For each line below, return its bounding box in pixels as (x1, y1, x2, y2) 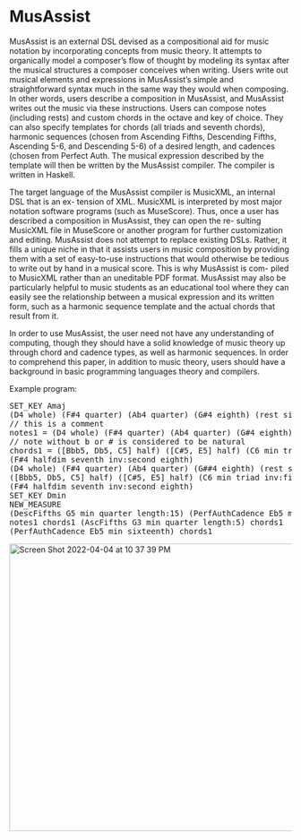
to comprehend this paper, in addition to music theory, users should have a (9, 356, 286, 367)
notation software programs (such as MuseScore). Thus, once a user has (9, 205, 279, 216)
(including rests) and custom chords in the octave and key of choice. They (9, 112, 284, 123)
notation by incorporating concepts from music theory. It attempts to (9, 45, 262, 56)
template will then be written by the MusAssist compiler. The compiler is (9, 160, 275, 170)
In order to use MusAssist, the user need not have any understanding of (9, 327, 275, 338)
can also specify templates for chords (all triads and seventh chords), (9, 121, 266, 132)
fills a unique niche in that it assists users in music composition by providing (9, 244, 289, 255)
